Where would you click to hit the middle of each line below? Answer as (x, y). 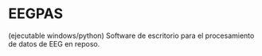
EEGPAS (36, 14)
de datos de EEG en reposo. (54, 43)
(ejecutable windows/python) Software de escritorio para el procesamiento (131, 35)
